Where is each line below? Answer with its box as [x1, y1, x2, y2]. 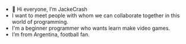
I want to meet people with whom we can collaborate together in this [11, 12, 180, 19]
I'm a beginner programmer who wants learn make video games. [11, 24, 171, 32]
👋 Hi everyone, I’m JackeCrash [11, 6, 87, 12]
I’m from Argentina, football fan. [11, 31, 90, 38]
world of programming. [11, 18, 68, 25]
